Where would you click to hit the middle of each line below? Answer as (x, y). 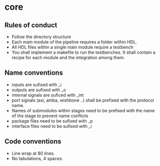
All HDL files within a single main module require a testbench (72, 47)
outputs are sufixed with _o (39, 90)
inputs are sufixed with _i (36, 84)
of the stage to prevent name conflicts (50, 116)
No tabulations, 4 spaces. (37, 158)
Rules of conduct (31, 25)
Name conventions (34, 73)
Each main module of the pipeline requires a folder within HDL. (74, 42)
